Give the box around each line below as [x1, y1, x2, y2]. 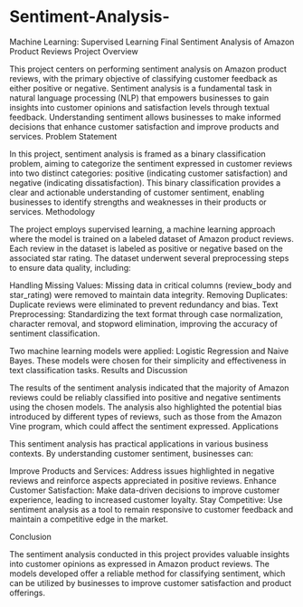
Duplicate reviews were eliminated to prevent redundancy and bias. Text [9, 299, 279, 310]
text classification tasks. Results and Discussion [9, 364, 188, 375]
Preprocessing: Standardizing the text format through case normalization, [9, 308, 283, 319]
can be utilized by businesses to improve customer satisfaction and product [9, 577, 292, 588]
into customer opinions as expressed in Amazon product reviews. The [9, 558, 270, 569]
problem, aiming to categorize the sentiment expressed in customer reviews [9, 158, 293, 169]
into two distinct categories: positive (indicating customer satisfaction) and [9, 168, 288, 178]
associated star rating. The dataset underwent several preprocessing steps [9, 252, 289, 264]
